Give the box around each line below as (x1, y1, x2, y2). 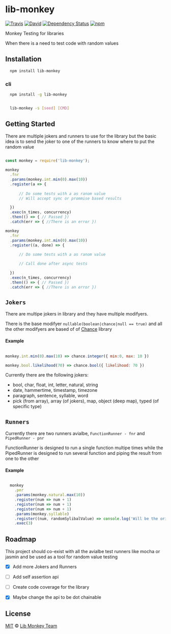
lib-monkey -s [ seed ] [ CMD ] (10, 105, 70, 110)
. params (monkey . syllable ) (14, 511, 70, 516)
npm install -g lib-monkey (10, 92, 67, 97)
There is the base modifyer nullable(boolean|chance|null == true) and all (5, 321, 163, 327)
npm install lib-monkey (10, 68, 60, 73)
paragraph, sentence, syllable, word (12, 393, 89, 399)
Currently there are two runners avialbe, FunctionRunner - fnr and (5, 430, 145, 437)
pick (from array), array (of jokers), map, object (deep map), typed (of (12, 398, 159, 404)
